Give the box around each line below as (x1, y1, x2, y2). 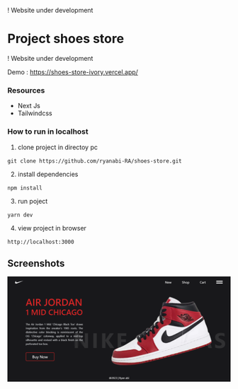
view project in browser (17, 223, 87, 232)
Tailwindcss (17, 109, 52, 117)
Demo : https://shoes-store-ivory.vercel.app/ (7, 67, 138, 76)
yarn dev (7, 211, 33, 219)
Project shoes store (7, 31, 125, 47)
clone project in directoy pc (17, 143, 98, 151)
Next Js (17, 102, 41, 110)
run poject (17, 197, 48, 205)
